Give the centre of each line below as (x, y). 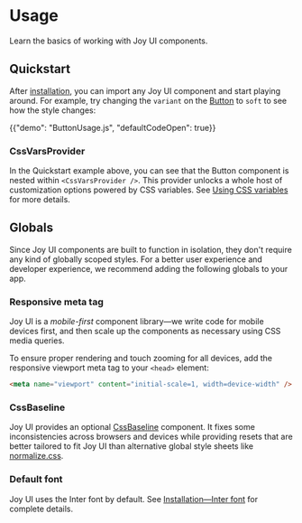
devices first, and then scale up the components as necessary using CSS (145, 332)
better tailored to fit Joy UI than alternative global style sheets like (132, 446)
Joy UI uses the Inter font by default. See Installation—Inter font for (134, 499)
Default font (36, 480)
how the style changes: (53, 110)
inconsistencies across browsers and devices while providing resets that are (151, 437)
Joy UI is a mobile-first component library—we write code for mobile (137, 322)
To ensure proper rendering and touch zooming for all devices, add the (141, 359)
